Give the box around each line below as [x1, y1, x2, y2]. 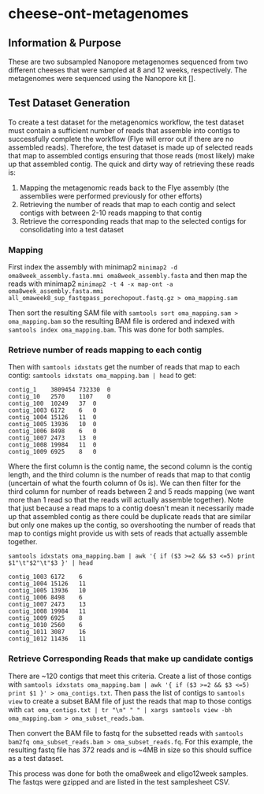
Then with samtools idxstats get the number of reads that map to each [8, 362, 240, 372]
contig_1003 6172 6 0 [8, 406, 97, 414]
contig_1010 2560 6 [8, 621, 83, 629]
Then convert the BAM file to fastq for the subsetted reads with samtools [8, 728, 244, 737]
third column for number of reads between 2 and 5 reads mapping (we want [8, 487, 255, 496]
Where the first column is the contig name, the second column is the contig [8, 462, 253, 471]
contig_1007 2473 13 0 [8, 434, 97, 442]
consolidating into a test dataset [19, 224, 125, 234]
